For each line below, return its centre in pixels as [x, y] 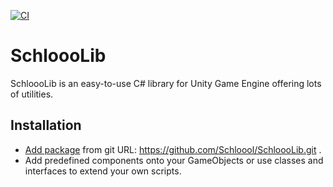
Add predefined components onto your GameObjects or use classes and [174, 160]
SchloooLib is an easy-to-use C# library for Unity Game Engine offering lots [166, 83]
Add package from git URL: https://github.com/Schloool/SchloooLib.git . [173, 149]
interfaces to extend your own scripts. [103, 171]
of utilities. [32, 94]
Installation [46, 125]
